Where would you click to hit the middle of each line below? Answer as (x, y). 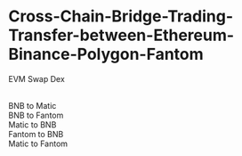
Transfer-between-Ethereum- (121, 35)
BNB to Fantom (36, 115)
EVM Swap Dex (37, 78)
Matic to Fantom (38, 144)
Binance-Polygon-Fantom (106, 54)
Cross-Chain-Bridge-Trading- (121, 16)
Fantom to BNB (36, 134)
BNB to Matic (32, 105)
